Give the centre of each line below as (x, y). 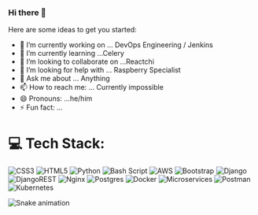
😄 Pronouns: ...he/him (56, 98)
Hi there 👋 (28, 13)
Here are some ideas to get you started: (73, 30)
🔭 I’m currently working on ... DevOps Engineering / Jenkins (116, 45)
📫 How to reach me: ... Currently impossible (91, 87)
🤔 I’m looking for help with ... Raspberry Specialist (100, 70)
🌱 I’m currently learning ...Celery (72, 54)
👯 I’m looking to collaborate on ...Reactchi (87, 61)
